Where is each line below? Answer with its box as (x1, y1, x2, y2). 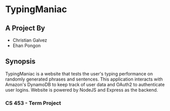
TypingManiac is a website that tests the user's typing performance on (5, 70, 153, 77)
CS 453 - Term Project (5, 99, 61, 106)
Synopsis (5, 57, 36, 66)
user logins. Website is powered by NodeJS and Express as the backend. (5, 87, 158, 93)
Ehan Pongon (12, 43, 41, 49)
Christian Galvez (12, 37, 47, 43)
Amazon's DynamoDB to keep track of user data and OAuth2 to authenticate (5, 81, 165, 87)
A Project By (5, 24, 45, 32)
